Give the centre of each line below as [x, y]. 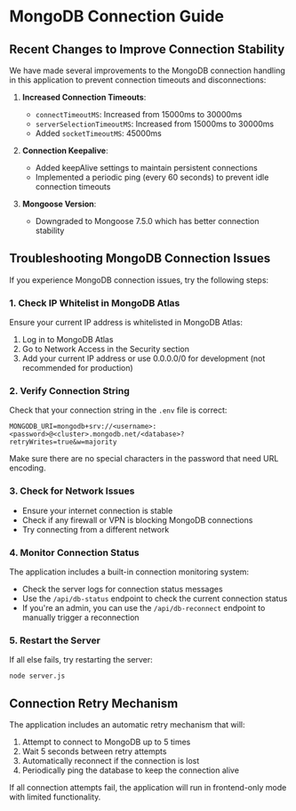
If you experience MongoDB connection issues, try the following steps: [139, 280]
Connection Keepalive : [65, 150]
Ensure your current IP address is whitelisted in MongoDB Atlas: [126, 323]
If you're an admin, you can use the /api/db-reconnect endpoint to [144, 608]
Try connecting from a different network [96, 529]
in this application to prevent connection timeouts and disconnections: [138, 80]
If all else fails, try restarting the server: [81, 660]
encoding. [28, 468]
